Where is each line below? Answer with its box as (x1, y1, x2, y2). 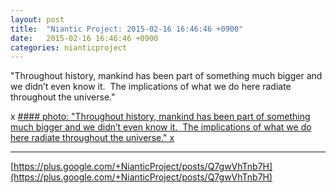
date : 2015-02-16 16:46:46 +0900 (10, 33, 159, 43)
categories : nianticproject (10, 42, 128, 53)
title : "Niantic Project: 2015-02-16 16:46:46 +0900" (10, 24, 244, 34)
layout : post (10, 14, 65, 25)
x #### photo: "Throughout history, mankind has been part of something (10, 111, 311, 123)
